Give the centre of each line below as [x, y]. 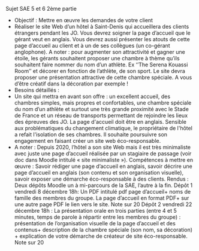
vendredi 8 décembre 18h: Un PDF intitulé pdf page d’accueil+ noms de [102, 192]
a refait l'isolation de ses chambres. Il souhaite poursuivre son [91, 134]
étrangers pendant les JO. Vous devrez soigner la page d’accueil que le [102, 33]
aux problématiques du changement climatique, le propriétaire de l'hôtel [103, 128]
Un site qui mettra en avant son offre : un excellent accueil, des [92, 96]
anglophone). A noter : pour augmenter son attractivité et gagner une [99, 52]
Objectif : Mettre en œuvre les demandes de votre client [84, 20]
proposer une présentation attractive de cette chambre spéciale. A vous [103, 77]
